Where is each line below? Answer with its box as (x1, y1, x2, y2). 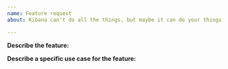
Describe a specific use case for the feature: (7, 54, 136, 62)
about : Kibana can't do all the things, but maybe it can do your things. (7, 16, 225, 23)
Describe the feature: (7, 41, 70, 49)
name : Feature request (7, 10, 72, 17)
